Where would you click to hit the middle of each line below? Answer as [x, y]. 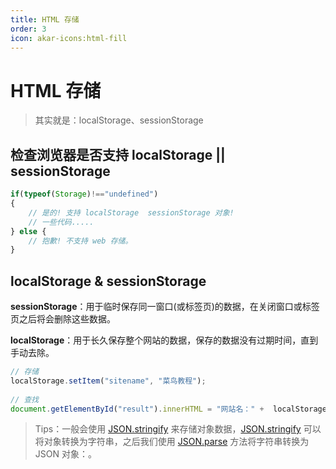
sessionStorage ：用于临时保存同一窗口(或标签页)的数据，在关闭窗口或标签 [165, 307]
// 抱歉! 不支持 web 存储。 [80, 241]
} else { [28, 231]
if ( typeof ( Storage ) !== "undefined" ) [84, 194]
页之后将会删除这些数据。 [63, 319]
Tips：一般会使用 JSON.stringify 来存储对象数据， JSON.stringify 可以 [178, 429]
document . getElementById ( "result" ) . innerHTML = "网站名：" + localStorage [168, 409]
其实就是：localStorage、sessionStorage [119, 120]
